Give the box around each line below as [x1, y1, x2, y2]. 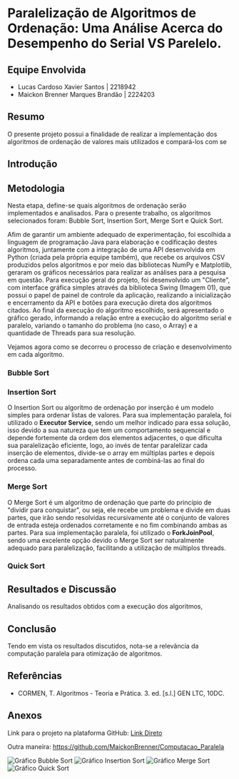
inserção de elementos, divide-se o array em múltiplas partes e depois [7, 449, 215, 457]
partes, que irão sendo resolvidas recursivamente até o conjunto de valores [7, 513, 230, 521]
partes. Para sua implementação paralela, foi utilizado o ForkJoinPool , [7, 528, 215, 536]
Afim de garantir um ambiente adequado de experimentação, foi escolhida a [7, 230, 231, 239]
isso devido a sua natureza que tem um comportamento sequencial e [7, 426, 210, 434]
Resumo [7, 111, 45, 123]
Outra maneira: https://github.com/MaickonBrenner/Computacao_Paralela [7, 742, 225, 750]
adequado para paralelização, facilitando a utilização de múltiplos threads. [7, 544, 226, 552]
